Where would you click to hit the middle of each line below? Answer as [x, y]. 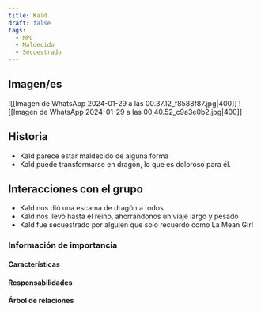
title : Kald [28, 15]
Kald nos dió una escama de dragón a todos [91, 208]
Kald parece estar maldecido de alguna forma [94, 156]
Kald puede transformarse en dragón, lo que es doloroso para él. [125, 164]
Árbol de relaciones [41, 301]
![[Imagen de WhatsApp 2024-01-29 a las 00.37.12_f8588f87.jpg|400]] [123, 103]
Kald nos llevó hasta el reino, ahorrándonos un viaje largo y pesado [129, 216]
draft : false [30, 23]
